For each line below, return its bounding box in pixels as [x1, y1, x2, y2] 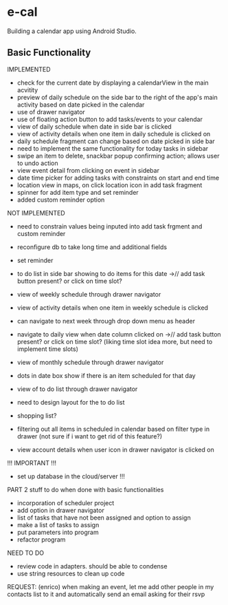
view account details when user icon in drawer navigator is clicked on [16, 445, 214, 454]
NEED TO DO [7, 549, 45, 557]
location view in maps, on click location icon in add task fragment [16, 180, 203, 189]
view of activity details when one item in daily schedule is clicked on [16, 129, 211, 138]
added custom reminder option [16, 195, 105, 204]
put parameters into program [16, 528, 99, 536]
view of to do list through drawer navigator [16, 385, 138, 393]
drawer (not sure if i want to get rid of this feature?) [16, 432, 163, 441]
